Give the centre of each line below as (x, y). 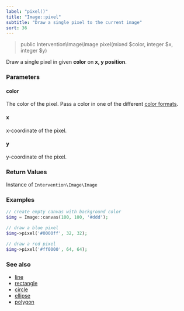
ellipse (22, 295)
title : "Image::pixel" (34, 17)
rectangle (26, 283)
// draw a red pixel (31, 244)
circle (21, 289)
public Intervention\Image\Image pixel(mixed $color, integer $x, (97, 44)
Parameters (23, 77)
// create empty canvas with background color (64, 212)
